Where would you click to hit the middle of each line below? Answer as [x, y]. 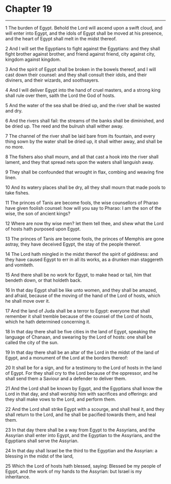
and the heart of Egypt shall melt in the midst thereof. [61, 38]
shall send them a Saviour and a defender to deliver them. [66, 378]
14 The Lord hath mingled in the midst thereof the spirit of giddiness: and [82, 254]
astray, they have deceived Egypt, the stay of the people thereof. [73, 244]
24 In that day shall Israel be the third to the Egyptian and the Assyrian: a [81, 450]
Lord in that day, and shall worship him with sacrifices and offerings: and [81, 394]
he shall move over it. [27, 301]
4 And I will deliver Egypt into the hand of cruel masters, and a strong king [83, 90]
